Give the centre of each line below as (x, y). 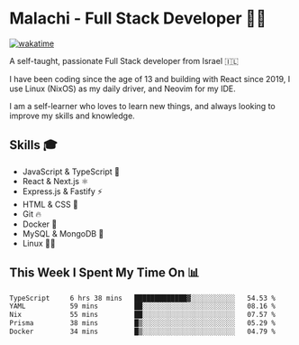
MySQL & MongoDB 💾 (63, 233)
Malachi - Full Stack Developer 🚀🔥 (138, 19)
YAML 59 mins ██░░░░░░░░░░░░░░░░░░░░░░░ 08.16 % (143, 306)
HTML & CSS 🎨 (50, 204)
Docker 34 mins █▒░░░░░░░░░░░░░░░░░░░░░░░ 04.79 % (143, 332)
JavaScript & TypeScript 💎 (71, 172)
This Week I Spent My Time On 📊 (104, 273)
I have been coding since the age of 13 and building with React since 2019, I (150, 79)
